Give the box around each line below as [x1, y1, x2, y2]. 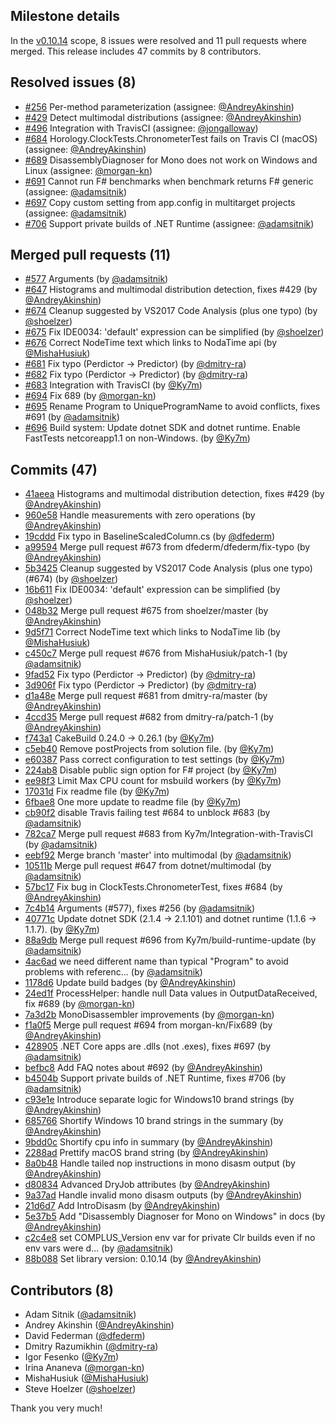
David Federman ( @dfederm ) [24, 1330, 146, 1342]
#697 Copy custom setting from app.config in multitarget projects [24, 196, 296, 208]
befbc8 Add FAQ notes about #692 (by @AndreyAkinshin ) [24, 1062, 263, 1074]
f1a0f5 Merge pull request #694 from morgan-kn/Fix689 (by [24, 1019, 273, 1031]
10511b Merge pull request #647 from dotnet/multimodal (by [24, 860, 272, 872]
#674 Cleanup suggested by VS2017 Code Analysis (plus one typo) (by [24, 305, 318, 317]
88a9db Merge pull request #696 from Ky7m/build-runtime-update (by [24, 934, 317, 946]
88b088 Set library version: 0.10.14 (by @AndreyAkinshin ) [24, 1253, 262, 1265]
